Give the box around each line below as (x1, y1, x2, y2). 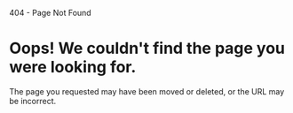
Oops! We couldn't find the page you (9, 39, 286, 58)
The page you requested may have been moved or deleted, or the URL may (9, 86, 285, 96)
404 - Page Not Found (9, 8, 91, 18)
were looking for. (9, 57, 137, 78)
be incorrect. (9, 95, 57, 106)
